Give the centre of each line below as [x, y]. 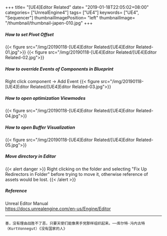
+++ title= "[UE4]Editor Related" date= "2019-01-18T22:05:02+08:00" [77, 7]
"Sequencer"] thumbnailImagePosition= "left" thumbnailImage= [70, 18]
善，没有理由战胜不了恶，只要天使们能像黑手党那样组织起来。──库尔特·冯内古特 [75, 223]
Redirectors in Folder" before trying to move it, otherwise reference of [77, 174]
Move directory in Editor [31, 157]
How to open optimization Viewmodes [45, 98]
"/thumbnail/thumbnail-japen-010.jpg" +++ [49, 23]
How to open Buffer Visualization [40, 127]
